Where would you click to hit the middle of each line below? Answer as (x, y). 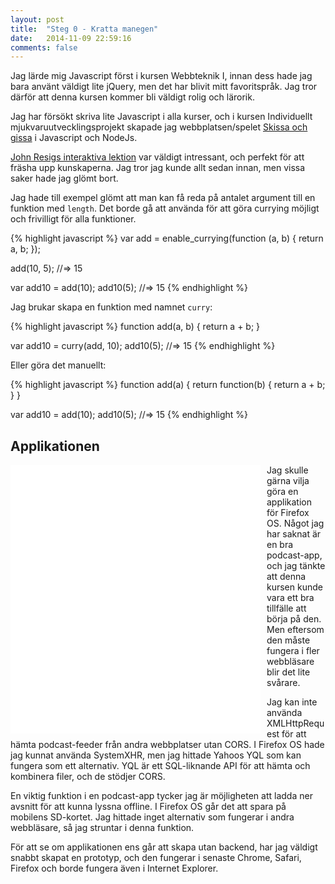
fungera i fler (293, 651)
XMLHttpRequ (295, 723)
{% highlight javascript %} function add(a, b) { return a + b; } (135, 327)
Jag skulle (287, 470)
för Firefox (288, 513)
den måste (288, 640)
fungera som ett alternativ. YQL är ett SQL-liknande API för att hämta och (160, 766)
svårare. (283, 683)
